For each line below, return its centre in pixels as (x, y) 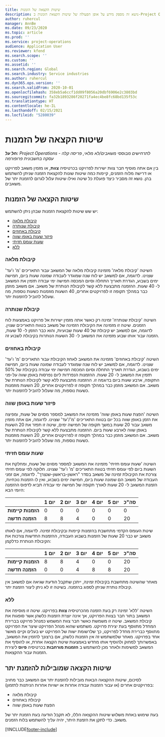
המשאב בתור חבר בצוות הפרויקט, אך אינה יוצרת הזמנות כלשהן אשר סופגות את (78, 616)
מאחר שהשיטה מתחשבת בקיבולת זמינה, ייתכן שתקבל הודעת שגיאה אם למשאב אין (81, 582)
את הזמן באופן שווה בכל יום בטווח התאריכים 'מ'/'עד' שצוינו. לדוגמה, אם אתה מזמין (82, 419)
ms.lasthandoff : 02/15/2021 (34, 111)
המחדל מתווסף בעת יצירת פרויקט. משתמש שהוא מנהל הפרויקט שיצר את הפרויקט (81, 626)
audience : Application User (34, 46)
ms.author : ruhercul (26, 78)
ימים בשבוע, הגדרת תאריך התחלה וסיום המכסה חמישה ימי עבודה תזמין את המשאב (82, 281)
